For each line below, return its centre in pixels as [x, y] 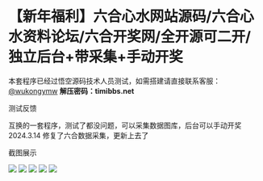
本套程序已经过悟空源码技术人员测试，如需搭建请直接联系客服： [114, 81]
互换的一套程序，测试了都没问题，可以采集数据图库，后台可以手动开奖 [125, 125]
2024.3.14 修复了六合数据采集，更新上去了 [79, 135]
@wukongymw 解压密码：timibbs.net [71, 90]
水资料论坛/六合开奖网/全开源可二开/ [130, 37]
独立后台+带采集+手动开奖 [96, 57]
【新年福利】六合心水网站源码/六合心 [131, 17]
